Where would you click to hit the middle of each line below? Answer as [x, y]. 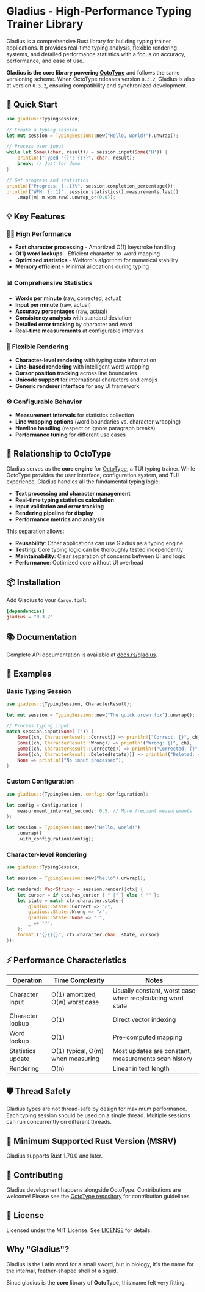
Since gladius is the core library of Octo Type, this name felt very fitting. [96, 1282]
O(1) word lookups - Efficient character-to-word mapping [88, 253]
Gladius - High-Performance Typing [99, 11]
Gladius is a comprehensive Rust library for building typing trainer [89, 41]
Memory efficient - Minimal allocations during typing [82, 266]
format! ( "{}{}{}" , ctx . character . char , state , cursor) [88, 934]
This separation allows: [35, 531]
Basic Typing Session [39, 691]
